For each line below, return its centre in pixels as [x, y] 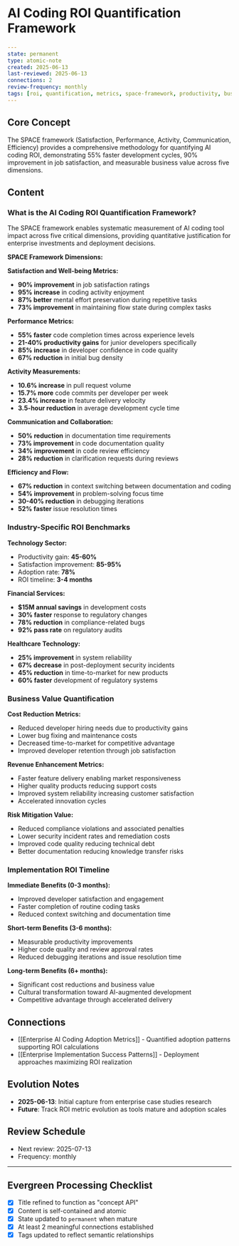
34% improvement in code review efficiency [84, 451]
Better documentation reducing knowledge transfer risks [100, 851]
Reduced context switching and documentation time [94, 915]
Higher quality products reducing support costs [87, 786]
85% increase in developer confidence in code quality [97, 350]
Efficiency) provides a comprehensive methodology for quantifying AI [109, 147]
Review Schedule [47, 1132]
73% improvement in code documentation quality [91, 443]
